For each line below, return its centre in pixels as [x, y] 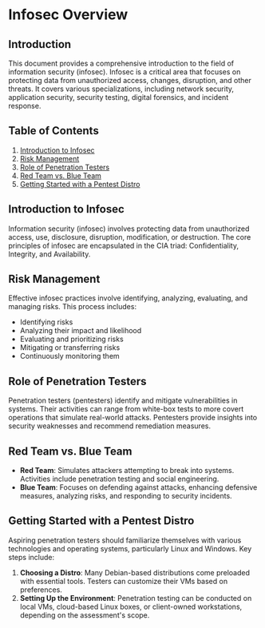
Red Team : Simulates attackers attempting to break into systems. [127, 471]
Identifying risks [46, 322]
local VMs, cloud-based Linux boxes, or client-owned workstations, [131, 606]
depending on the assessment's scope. [85, 615]
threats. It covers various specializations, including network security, [121, 89]
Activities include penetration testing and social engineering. [119, 479]
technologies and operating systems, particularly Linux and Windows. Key [130, 548]
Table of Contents [54, 131]
